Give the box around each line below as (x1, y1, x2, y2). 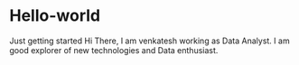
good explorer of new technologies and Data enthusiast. (9, 44, 219, 55)
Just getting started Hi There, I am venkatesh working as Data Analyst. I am (9, 35, 291, 46)
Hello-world (9, 5, 101, 26)
